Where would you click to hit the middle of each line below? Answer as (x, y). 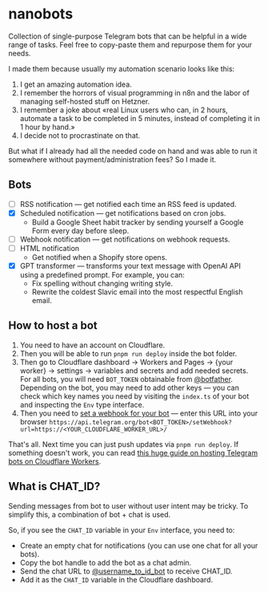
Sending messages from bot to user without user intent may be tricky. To (128, 505)
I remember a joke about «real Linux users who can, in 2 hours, (124, 110)
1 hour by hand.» (47, 127)
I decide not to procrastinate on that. (80, 135)
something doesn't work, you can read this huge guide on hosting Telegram (133, 452)
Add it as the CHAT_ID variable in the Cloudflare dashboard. (116, 579)
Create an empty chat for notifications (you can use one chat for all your (139, 545)
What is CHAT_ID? (54, 487)
